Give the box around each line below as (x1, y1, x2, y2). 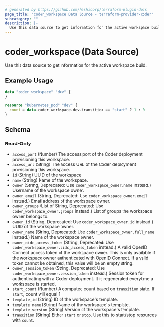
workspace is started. (12, 281, 56, 286)
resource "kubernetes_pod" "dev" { (5, 103, 78, 108)
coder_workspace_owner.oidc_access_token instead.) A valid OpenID (12, 245, 148, 250)
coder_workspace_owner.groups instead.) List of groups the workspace (12, 208, 153, 214)
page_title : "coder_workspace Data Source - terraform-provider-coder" (5, 12, 154, 17)
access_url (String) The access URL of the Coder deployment (12, 162, 137, 167)
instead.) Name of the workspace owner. (12, 234, 94, 240)
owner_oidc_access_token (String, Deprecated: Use (12, 239, 114, 245)
